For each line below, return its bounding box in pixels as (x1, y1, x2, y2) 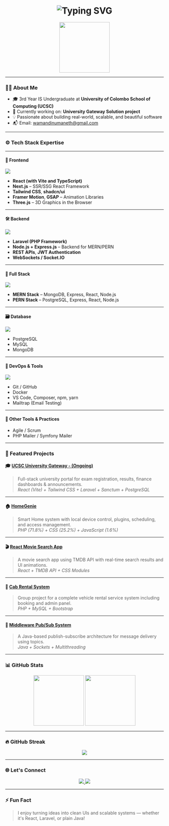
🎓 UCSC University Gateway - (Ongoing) (5, 463, 94, 469)
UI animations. (17, 562, 48, 568)
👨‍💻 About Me (5, 84, 38, 91)
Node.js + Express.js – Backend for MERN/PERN (12, 244, 114, 250)
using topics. (17, 638, 44, 644)
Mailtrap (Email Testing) (12, 400, 62, 406)
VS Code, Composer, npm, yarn (12, 394, 78, 401)
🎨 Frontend (5, 157, 29, 163)
